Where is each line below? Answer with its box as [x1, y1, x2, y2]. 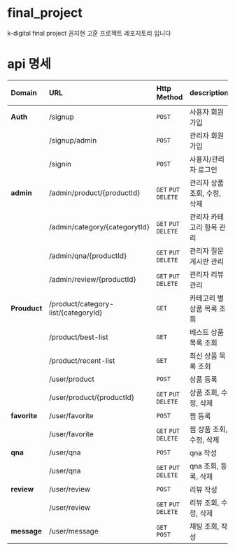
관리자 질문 [190, 246, 224, 256]
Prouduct [10, 303, 43, 313]
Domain [10, 87, 37, 97]
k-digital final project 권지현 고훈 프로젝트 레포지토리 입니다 [7, 29, 171, 37]
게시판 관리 [190, 257, 224, 266]
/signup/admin [48, 135, 97, 145]
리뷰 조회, [190, 498, 220, 508]
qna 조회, [190, 461, 219, 471]
